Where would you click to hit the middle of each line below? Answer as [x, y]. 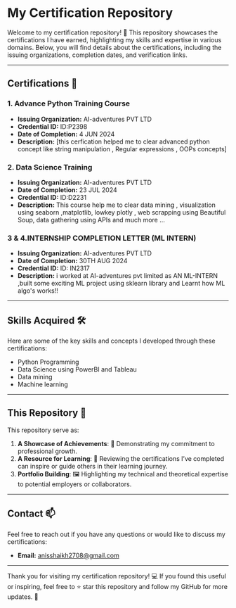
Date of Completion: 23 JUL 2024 [67, 190]
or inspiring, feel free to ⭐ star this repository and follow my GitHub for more [118, 586]
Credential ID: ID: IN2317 [53, 268]
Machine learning [42, 384]
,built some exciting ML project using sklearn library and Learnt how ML [121, 284]
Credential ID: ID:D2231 [52, 197]
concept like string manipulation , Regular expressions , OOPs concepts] [122, 148]
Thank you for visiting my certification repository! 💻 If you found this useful [117, 576]
